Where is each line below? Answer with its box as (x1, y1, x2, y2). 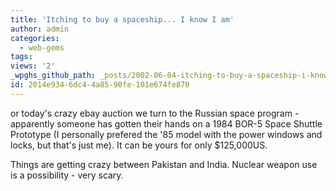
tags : (10, 52, 33, 62)
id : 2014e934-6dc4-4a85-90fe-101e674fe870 (10, 80, 190, 90)
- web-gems (19, 42, 65, 53)
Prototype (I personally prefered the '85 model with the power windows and (10, 128, 323, 140)
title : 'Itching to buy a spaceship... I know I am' (10, 14, 235, 25)
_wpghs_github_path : (10, 71, 97, 81)
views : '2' (10, 61, 56, 71)
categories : (10, 33, 60, 43)
